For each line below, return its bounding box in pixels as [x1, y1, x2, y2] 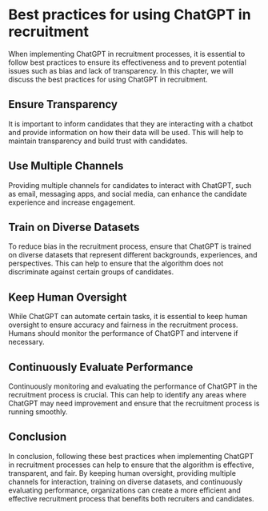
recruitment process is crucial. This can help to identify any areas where [8, 390, 246, 399]
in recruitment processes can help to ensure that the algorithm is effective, [8, 460, 254, 469]
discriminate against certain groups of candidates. [8, 267, 174, 277]
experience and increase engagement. [8, 198, 136, 207]
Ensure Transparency [8, 98, 118, 111]
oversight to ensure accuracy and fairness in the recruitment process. [8, 320, 238, 329]
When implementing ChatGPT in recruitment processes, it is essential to [8, 49, 246, 58]
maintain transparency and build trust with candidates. [8, 136, 188, 146]
